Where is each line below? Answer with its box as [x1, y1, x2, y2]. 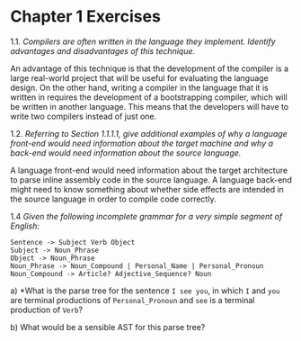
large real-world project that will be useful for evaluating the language [10, 72, 269, 83]
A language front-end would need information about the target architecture [10, 165, 288, 175]
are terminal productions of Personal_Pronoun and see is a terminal [10, 294, 255, 305]
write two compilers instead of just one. [10, 111, 157, 121]
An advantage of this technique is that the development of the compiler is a [10, 63, 289, 74]
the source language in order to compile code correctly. [10, 193, 217, 204]
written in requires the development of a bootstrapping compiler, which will [10, 92, 288, 103]
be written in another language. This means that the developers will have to [10, 101, 289, 112]
